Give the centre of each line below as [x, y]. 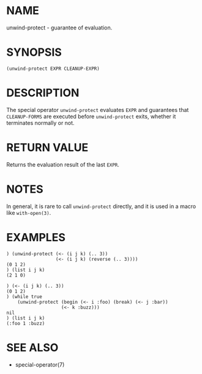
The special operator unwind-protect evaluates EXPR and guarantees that [98, 110]
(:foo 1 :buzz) [26, 323]
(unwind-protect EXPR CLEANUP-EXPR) [53, 69]
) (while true [24, 297]
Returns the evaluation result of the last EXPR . [63, 164]
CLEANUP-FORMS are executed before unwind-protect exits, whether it [91, 116]
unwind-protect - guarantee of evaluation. [59, 28]
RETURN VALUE [47, 148]
